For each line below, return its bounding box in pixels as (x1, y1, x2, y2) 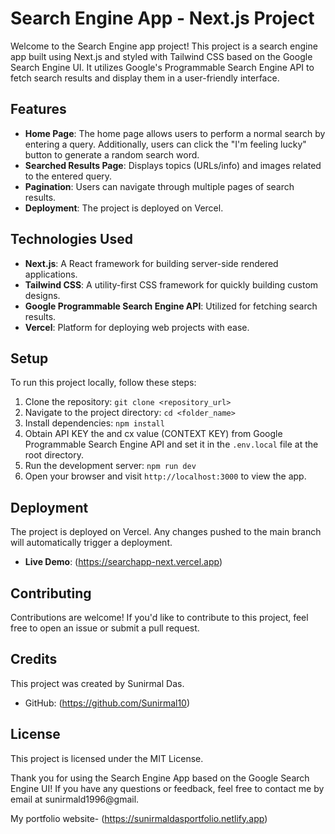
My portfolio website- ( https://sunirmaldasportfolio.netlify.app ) (10, 812, 268, 824)
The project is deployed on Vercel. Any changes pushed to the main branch (10, 526, 322, 538)
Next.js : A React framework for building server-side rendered (24, 257, 279, 269)
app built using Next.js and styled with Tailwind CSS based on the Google (10, 50, 313, 62)
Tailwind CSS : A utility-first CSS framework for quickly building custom (24, 278, 319, 291)
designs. (24, 289, 61, 301)
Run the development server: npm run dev (24, 460, 197, 472)
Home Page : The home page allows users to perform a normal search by (24, 127, 326, 139)
